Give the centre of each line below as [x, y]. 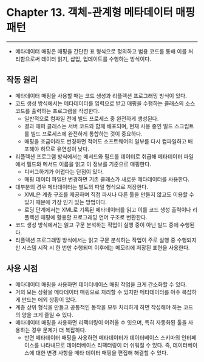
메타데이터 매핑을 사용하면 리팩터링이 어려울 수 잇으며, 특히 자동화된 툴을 [101, 322]
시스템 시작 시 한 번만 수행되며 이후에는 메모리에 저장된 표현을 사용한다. [106, 247]
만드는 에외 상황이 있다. [49, 299]
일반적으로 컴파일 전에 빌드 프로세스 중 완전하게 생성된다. [91, 118]
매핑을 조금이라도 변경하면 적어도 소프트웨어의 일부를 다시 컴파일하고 [105, 141]
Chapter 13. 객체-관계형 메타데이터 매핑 [101, 12]
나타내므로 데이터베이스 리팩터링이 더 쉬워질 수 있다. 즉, [106, 345]
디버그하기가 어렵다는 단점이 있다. [64, 171]
